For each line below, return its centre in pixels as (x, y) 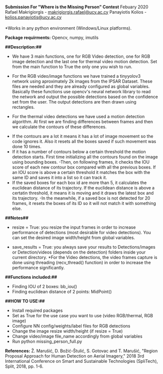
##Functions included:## (31, 277)
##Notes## (17, 218)
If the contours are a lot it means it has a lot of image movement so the (83, 136)
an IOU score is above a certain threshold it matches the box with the (81, 172)
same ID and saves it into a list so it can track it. (59, 178)
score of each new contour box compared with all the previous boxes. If (84, 167)
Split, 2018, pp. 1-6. (24, 366)
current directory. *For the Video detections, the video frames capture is (85, 257)
